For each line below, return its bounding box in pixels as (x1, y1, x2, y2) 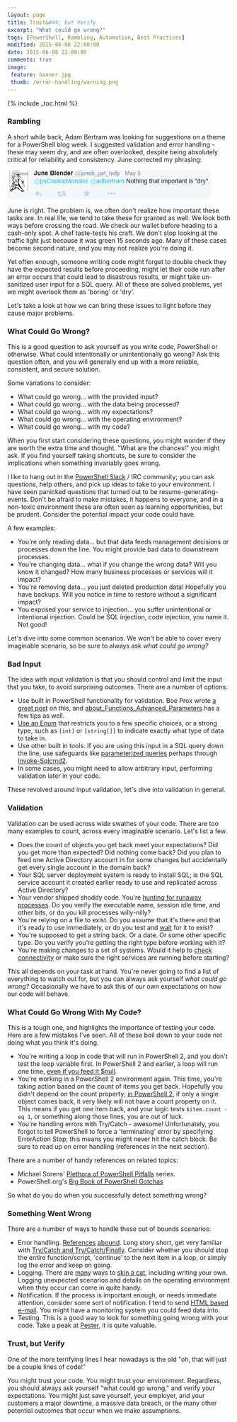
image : (7, 64, 27, 71)
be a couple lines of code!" (7, 1363, 86, 1371)
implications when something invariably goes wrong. (7, 459, 161, 467)
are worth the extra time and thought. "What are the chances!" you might (7, 444, 220, 452)
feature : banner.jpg (10, 71, 71, 78)
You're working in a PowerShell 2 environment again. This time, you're (17, 1074, 223, 1083)
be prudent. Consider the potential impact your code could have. (7, 510, 196, 519)
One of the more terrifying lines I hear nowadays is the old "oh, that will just (7, 1355, 227, 1363)
